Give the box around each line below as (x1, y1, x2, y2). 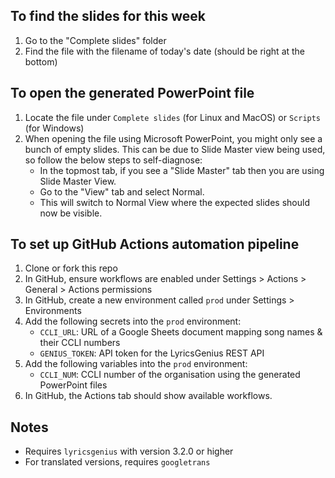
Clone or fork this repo (24, 262, 118, 274)
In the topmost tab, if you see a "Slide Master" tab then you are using (39, 164, 325, 176)
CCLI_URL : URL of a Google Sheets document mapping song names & (39, 326, 323, 338)
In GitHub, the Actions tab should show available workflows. (24, 390, 273, 402)
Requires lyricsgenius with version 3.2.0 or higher (24, 445, 234, 458)
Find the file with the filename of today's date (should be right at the (24, 45, 306, 57)
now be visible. (39, 207, 103, 219)
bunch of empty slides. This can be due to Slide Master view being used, (24, 143, 326, 155)
